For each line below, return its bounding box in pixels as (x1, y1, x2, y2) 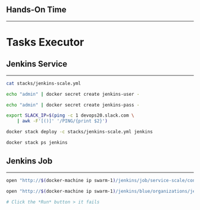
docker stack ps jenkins (6, 140, 68, 146)
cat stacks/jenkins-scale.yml (6, 80, 82, 86)
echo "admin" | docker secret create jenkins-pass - (6, 102, 140, 108)
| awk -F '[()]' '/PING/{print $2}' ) (17, 118, 108, 124)
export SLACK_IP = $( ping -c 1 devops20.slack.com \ (6, 112, 135, 118)
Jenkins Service (6, 59, 67, 69)
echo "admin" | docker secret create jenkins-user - (6, 91, 140, 97)
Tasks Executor (6, 36, 85, 49)
